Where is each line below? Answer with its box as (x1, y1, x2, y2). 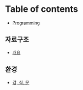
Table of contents (5, 3, 79, 15)
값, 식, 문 (12, 79, 29, 85)
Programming (12, 20, 40, 26)
